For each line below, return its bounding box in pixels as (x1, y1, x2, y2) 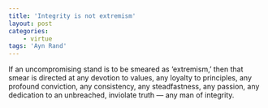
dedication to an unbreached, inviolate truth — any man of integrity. (8, 90, 235, 100)
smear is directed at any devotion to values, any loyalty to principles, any (8, 73, 253, 83)
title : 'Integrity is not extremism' (8, 11, 136, 20)
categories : (8, 27, 49, 35)
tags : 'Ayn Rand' (8, 42, 67, 50)
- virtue (23, 34, 53, 43)
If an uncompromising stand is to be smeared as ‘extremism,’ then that (8, 64, 244, 74)
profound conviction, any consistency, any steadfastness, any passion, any (8, 82, 260, 92)
